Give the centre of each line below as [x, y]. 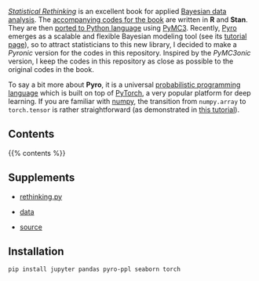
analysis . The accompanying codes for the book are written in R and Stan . [128, 20]
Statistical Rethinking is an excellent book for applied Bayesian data [117, 11]
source [31, 227]
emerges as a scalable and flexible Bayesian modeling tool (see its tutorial [128, 36]
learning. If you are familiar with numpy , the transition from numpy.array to [127, 101]
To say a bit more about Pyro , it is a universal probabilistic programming [124, 85]
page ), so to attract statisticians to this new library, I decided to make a [122, 45]
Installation [36, 252]
